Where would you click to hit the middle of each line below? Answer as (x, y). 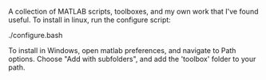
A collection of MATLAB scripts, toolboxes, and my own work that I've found (133, 11)
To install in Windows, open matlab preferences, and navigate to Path (122, 50)
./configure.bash (36, 35)
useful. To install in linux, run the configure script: (90, 20)
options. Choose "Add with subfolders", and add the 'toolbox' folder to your (132, 59)
